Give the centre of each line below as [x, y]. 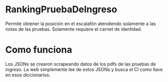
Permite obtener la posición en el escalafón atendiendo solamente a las [81, 24]
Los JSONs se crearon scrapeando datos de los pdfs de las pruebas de [81, 64]
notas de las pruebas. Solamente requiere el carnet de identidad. [74, 29]
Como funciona [39, 50]
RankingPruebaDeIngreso [61, 9]
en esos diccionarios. [28, 75]
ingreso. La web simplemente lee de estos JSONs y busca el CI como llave [84, 69]
